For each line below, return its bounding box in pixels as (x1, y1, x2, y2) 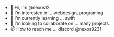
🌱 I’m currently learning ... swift (10, 15, 75, 21)
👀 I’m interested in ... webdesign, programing (10, 10, 103, 16)
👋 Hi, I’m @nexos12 (10, 5, 50, 10)
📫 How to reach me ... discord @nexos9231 (10, 26, 102, 32)
